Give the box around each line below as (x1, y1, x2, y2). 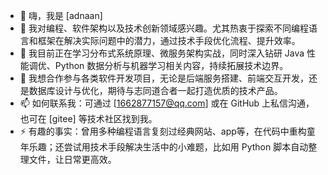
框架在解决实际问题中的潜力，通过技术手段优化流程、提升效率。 (37, 35, 301, 46)
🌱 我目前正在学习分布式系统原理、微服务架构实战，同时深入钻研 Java (19, 47, 305, 59)
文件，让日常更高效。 (28, 154, 117, 165)
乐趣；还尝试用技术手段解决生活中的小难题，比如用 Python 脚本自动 (28, 141, 309, 153)
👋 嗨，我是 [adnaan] (19, 10, 103, 21)
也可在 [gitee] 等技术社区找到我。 (19, 113, 158, 124)
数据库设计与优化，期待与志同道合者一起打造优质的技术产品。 (28, 85, 283, 96)
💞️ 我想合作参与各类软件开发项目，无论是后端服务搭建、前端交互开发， (19, 72, 309, 84)
